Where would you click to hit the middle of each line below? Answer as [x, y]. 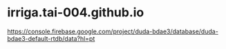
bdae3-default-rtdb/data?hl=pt [51, 38]
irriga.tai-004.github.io [76, 13]
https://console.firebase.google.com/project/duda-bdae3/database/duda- [113, 31]
